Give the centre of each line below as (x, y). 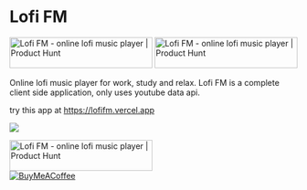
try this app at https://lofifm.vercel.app (82, 110)
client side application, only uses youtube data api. (105, 92)
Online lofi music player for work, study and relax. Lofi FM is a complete (145, 82)
